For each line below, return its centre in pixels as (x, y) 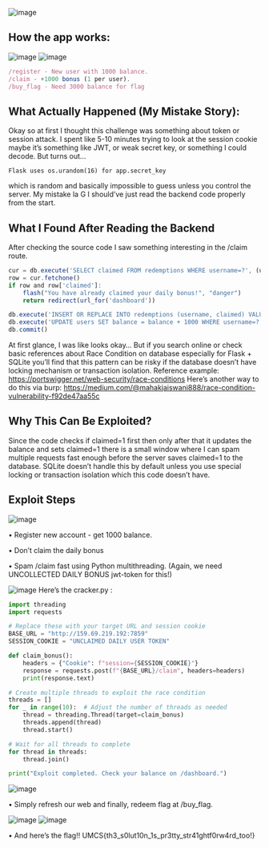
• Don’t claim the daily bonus (56, 550)
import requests (35, 612)
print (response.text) (58, 678)
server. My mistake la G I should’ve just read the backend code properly (127, 194)
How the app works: (59, 37)
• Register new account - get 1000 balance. (80, 535)
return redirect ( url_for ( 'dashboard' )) (89, 301)
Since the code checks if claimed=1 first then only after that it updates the (130, 440)
